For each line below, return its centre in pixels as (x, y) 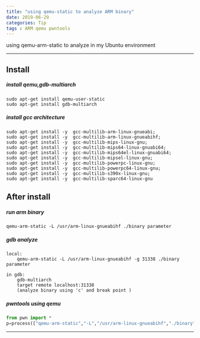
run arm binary (25, 212)
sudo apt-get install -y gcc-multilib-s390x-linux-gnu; (78, 173)
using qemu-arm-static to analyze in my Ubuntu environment (81, 45)
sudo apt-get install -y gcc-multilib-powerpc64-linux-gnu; (84, 168)
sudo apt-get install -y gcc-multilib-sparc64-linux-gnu (79, 179)
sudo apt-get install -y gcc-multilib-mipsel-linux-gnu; (79, 158)
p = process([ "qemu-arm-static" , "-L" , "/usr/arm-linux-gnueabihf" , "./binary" (101, 323)
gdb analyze (22, 239)
